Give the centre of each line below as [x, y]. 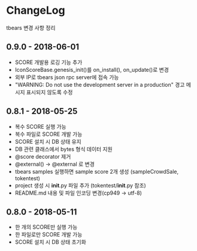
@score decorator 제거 [43, 156]
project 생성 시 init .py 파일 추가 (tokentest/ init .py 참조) [81, 185]
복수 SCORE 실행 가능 [41, 126]
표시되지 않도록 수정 [49, 92]
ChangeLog [36, 10]
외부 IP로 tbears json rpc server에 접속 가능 [67, 77]
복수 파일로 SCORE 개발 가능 [49, 134]
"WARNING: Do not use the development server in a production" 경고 [100, 84]
